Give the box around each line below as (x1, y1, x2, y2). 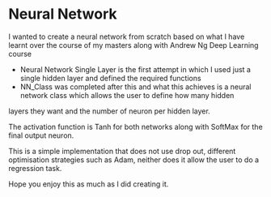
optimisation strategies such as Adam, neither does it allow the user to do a (8, 155, 260, 165)
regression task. (8, 163, 62, 173)
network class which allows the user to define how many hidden (19, 90, 235, 100)
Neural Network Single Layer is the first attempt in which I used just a (19, 64, 251, 74)
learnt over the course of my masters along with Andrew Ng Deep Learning (8, 40, 259, 49)
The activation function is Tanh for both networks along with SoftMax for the (8, 122, 263, 131)
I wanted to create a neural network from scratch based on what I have (8, 32, 245, 41)
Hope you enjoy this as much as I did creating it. (8, 179, 169, 189)
